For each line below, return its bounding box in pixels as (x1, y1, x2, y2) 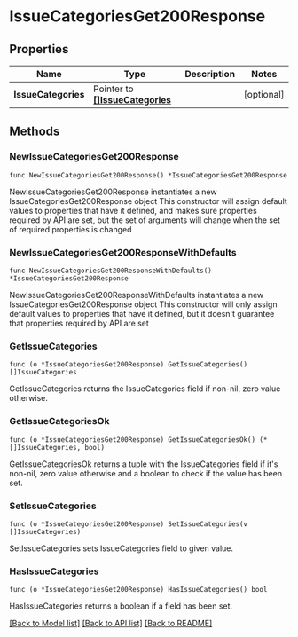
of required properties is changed (9, 224, 132, 234)
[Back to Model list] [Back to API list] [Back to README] (9, 618, 213, 629)
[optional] (243, 89, 285, 100)
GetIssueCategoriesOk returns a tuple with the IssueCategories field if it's (9, 459, 278, 469)
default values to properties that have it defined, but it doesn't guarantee (9, 308, 275, 318)
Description (184, 68, 236, 80)
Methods (9, 124, 60, 139)
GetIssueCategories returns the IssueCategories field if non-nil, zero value (9, 383, 281, 394)
